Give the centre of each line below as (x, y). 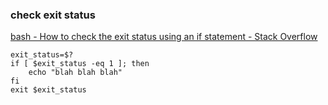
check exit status (53, 15)
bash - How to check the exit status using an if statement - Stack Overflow (164, 37)
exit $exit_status (48, 90)
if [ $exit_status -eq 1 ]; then (80, 64)
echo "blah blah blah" (75, 73)
